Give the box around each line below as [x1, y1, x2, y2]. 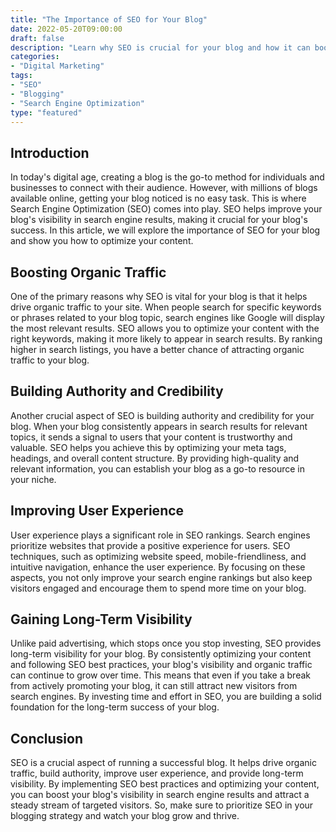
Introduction [10, 144, 90, 161]
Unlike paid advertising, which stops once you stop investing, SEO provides [10, 637, 322, 650]
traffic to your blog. [10, 354, 90, 366]
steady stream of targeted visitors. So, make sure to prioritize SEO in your [10, 799, 314, 811]
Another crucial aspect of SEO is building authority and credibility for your [10, 409, 315, 421]
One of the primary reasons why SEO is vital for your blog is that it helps [10, 291, 308, 302]
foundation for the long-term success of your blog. [10, 701, 220, 713]
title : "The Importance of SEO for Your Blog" [10, 14, 208, 25]
